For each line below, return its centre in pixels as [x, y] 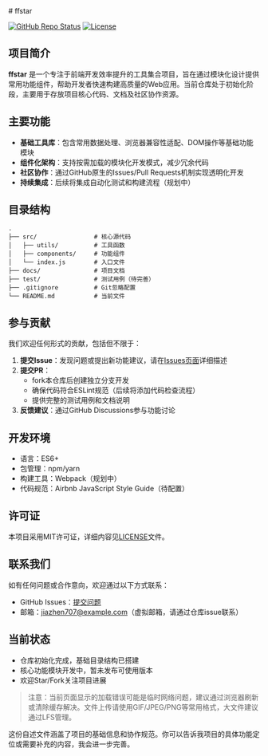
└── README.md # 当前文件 [67, 297]
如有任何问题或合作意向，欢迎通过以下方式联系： [89, 585]
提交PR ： [35, 370]
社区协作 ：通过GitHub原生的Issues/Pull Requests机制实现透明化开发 [132, 172]
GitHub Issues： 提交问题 [60, 602]
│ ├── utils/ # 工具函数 [67, 246]
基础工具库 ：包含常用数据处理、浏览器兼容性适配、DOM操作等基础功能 [136, 142]
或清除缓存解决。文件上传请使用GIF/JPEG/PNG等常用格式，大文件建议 [143, 707]
